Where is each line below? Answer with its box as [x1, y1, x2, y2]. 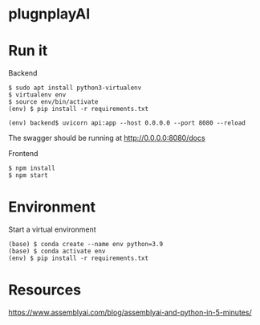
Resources [8, 281, 82, 299]
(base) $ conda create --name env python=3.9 [8, 241, 163, 249]
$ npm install [8, 164, 56, 173]
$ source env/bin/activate [8, 98, 99, 106]
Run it [8, 42, 48, 60]
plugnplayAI [8, 5, 91, 23]
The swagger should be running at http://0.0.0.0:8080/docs [8, 134, 206, 143]
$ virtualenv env [8, 91, 67, 99]
